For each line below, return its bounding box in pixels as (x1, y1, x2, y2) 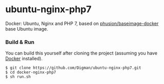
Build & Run (5, 38, 35, 45)
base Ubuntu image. (5, 25, 48, 32)
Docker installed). (5, 55, 43, 62)
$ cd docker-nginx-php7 (5, 70, 57, 75)
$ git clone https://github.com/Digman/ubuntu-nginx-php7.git (5, 65, 141, 71)
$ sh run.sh (5, 74, 31, 79)
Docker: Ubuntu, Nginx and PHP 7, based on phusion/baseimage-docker (5, 20, 159, 26)
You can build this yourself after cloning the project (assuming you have (5, 50, 158, 57)
